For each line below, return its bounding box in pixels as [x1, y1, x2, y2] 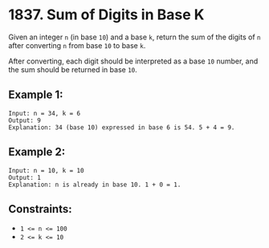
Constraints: [8, 202, 72, 216]
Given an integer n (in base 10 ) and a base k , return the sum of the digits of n [8, 32, 261, 42]
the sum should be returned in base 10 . [8, 64, 138, 74]
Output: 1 [8, 173, 42, 181]
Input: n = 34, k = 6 [8, 109, 81, 117]
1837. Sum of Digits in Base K [8, 6, 205, 24]
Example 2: [8, 145, 66, 159]
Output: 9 [8, 116, 42, 124]
